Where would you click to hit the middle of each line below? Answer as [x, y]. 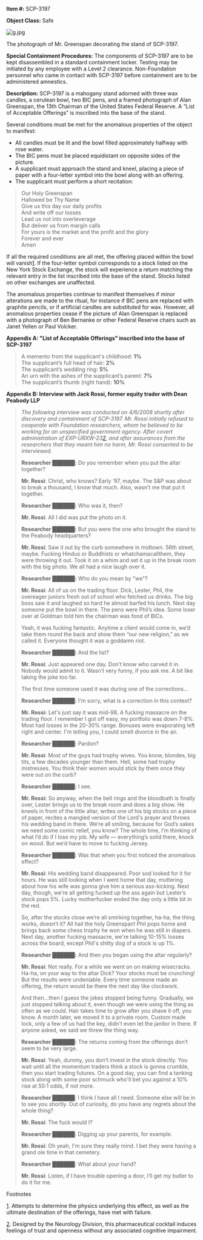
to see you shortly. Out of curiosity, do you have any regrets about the [108, 1104]
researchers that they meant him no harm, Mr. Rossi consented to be [107, 445]
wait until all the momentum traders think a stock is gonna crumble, [105, 1066]
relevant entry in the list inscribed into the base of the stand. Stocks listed [98, 276]
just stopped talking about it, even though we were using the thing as [107, 1004]
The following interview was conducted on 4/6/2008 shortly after [103, 412]
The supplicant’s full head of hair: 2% [68, 363]
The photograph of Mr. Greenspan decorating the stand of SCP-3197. [92, 44]
